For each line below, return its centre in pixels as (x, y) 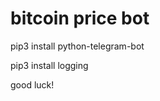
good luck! (32, 84)
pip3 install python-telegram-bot (77, 46)
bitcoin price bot (80, 18)
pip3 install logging (49, 65)
